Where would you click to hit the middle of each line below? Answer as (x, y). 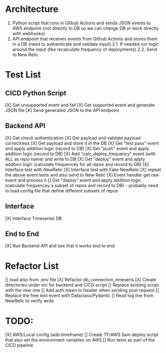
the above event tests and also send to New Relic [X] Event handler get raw (82, 175)
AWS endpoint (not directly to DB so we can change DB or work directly (85, 28)
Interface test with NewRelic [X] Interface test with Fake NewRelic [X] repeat (83, 170)
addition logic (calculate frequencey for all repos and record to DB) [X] (77, 164)
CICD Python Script (36, 93)
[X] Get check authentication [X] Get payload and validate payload (73, 138)
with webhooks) (29, 33)
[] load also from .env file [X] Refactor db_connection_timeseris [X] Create (81, 280)
